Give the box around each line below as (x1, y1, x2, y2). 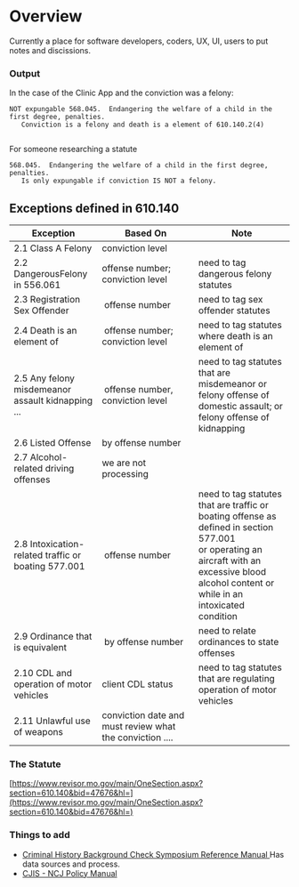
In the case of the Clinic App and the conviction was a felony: (9, 87, 234, 99)
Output (9, 67, 41, 79)
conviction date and (101, 709, 185, 722)
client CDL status (101, 678, 174, 690)
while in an (198, 588, 243, 601)
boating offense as (198, 510, 277, 522)
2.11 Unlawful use (13, 714, 91, 727)
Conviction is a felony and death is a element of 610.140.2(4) (20, 120, 265, 130)
